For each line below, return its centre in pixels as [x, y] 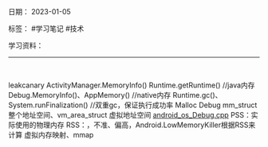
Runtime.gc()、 [197, 95]
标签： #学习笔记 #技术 [46, 29]
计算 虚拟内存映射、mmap [51, 135]
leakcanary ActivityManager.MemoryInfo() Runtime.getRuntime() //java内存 [132, 85]
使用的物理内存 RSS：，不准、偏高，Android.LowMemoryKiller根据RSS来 [135, 125]
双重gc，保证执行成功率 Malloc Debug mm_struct [176, 105]
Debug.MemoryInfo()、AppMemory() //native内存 [90, 95]
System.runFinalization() [48, 105]
